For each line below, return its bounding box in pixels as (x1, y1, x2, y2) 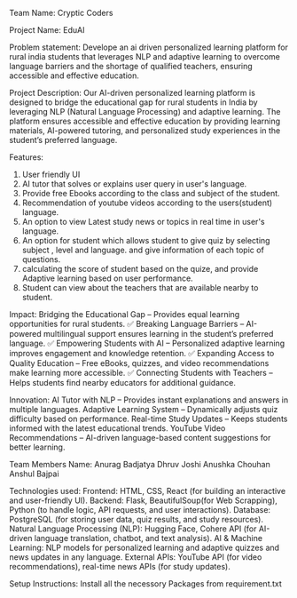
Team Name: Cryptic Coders (9, 8, 113, 18)
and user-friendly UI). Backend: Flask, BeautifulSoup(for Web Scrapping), (9, 495, 277, 506)
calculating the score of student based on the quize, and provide (21, 264, 259, 274)
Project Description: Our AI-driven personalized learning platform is (9, 88, 255, 98)
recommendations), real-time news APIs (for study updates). (9, 562, 231, 571)
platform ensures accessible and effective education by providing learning (9, 116, 281, 126)
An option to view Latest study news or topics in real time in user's (21, 217, 265, 227)
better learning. (9, 442, 66, 452)
